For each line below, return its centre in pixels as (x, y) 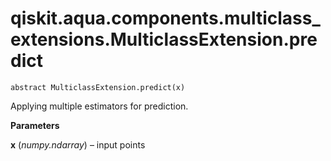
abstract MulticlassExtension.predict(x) (98, 87)
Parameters (35, 125)
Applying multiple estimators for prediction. (99, 106)
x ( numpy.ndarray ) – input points (78, 144)
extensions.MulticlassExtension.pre (164, 39)
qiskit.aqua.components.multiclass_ (165, 18)
